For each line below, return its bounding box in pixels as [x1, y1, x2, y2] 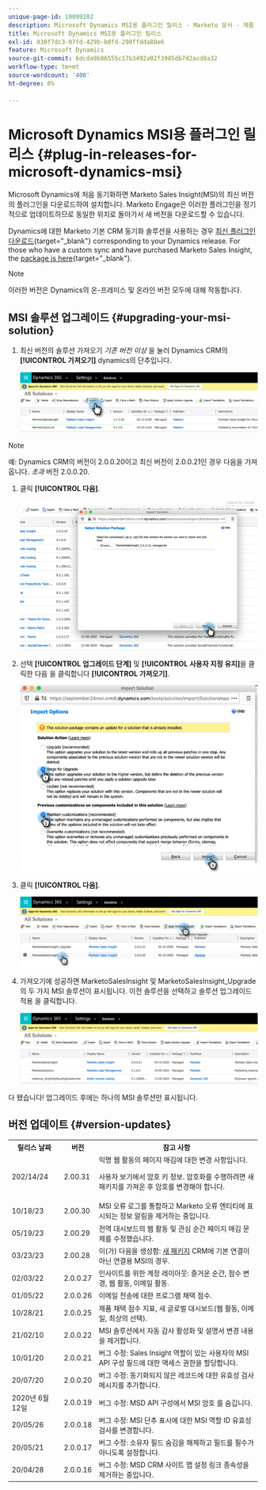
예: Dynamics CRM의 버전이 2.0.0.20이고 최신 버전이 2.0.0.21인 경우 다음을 [8, 456, 243, 467]
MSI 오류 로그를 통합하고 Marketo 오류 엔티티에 [98, 1201, 245, 1211]
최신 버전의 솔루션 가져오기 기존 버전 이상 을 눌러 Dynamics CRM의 [19, 345, 228, 356]
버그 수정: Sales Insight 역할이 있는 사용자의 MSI [98, 1348, 249, 1358]
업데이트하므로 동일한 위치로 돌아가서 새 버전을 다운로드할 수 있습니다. [28, 210, 245, 219]
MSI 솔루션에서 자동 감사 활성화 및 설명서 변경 [98, 1325, 240, 1335]
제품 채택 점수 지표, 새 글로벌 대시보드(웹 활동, [98, 1303, 240, 1313]
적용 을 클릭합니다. [19, 996, 78, 1005]
